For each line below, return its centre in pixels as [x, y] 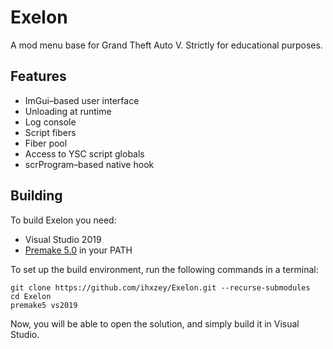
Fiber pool [46, 143]
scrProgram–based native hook [89, 164]
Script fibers [50, 132]
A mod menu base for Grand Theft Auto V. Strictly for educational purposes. [166, 45]
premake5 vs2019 [44, 305]
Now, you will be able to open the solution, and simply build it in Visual [155, 323]
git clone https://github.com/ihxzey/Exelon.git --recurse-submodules [160, 287]
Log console [50, 122]
